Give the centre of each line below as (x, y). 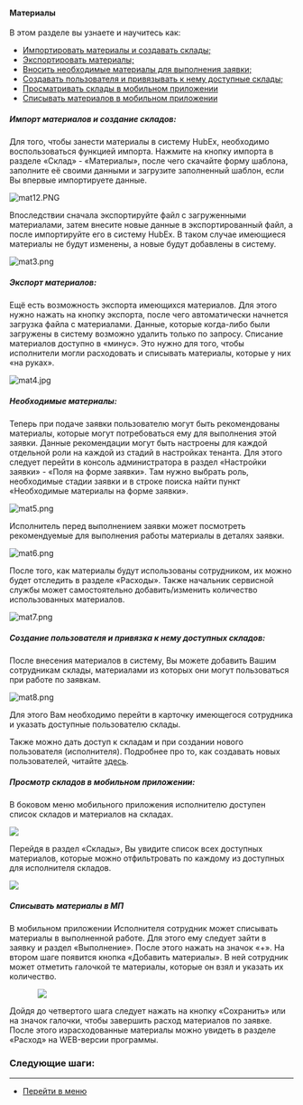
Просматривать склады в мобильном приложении (120, 89)
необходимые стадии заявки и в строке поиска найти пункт (125, 482)
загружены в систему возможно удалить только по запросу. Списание (147, 334)
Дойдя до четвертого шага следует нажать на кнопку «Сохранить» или (147, 1011)
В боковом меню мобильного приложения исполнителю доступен (138, 805)
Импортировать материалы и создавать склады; (117, 51)
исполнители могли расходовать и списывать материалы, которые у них (150, 354)
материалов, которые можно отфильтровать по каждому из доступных (147, 858)
